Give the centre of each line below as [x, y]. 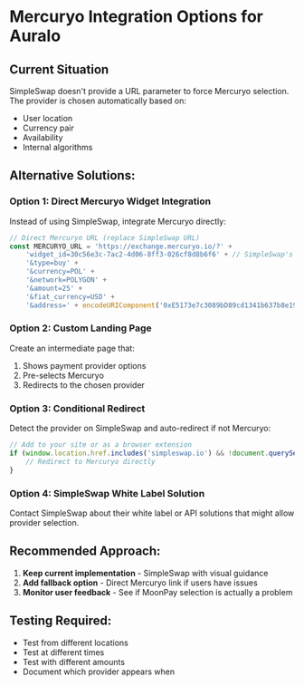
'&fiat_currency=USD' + [71, 296]
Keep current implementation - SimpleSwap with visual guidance [145, 573]
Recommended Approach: [85, 551]
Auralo [35, 36]
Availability [43, 137]
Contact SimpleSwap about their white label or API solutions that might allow [152, 513]
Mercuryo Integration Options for [137, 17]
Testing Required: [61, 621]
